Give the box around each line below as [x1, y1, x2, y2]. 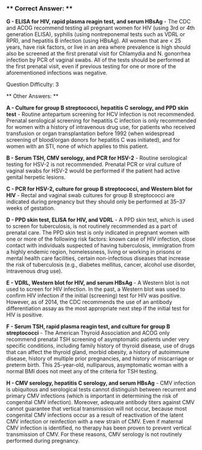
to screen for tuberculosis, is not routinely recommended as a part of [6, 223, 178, 230]
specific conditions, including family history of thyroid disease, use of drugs [6, 342, 195, 349]
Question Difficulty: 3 [6, 81, 59, 88]
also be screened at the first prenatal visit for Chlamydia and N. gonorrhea [6, 50, 191, 57]
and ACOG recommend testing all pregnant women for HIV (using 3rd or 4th [6, 24, 195, 31]
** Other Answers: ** [6, 92, 59, 100]
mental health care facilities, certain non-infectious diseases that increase [6, 255, 190, 262]
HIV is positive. [6, 311, 43, 318]
